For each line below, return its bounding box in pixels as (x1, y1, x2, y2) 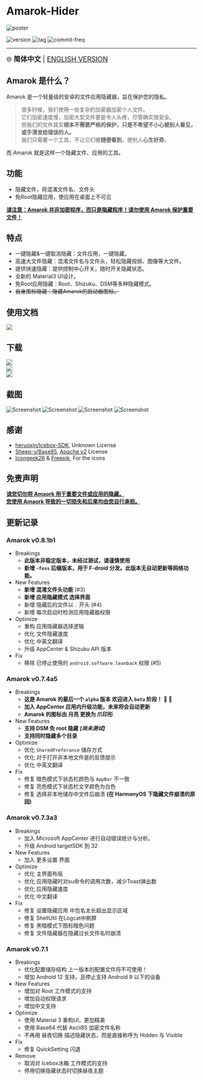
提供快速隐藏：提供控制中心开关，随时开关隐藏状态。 (14, 265, 148, 273)
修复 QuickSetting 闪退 (24, 1046, 81, 1053)
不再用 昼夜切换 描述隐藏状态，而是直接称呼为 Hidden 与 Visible (24, 1032, 183, 1039)
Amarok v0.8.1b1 (6, 536, 56, 544)
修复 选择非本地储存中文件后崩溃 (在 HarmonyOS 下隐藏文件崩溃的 (24, 790, 190, 798)
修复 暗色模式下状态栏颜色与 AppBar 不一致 (24, 775, 130, 782)
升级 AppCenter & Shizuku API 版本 (24, 645, 112, 652)
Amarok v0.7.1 (6, 945, 48, 953)
